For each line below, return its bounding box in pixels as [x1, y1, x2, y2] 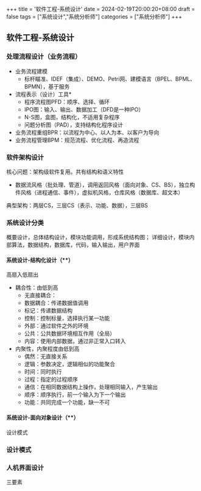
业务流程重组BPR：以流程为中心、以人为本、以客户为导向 [15, 128, 160, 136]
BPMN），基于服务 [24, 83, 70, 90]
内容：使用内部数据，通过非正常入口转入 [24, 338, 126, 345]
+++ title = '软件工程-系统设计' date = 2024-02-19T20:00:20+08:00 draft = [6, 6, 196, 12]
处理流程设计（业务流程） [6, 53, 82, 61]
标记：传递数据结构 [24, 307, 73, 314]
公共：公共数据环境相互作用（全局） [24, 330, 116, 338]
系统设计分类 [6, 218, 44, 227]
